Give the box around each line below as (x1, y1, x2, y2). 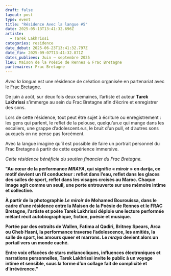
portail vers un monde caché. (5, 240, 69, 246)
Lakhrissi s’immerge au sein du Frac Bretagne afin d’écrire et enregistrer (5, 99, 158, 105)
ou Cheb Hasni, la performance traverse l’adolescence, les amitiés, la (5, 229, 156, 235)
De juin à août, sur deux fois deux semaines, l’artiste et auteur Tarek (5, 94, 149, 100)
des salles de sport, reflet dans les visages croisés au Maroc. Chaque (5, 177, 156, 183)
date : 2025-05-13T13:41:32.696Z (5, 27, 74, 32)
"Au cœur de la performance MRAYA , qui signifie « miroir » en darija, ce (5, 166, 161, 172)
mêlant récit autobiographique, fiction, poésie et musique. (5, 214, 132, 220)
